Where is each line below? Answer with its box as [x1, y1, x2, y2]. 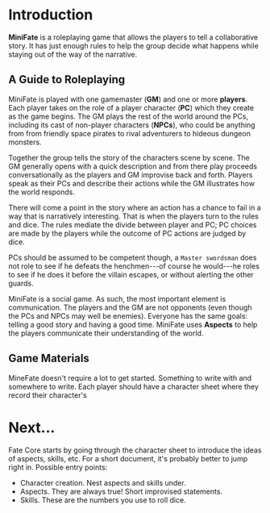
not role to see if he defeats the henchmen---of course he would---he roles [8, 261, 260, 271]
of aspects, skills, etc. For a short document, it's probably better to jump [8, 453, 248, 463]
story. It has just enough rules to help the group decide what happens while [8, 40, 260, 50]
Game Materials [8, 352, 90, 365]
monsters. [8, 137, 42, 147]
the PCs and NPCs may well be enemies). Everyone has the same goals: [8, 311, 248, 320]
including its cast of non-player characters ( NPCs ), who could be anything [8, 119, 255, 130]
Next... [8, 418, 56, 436]
